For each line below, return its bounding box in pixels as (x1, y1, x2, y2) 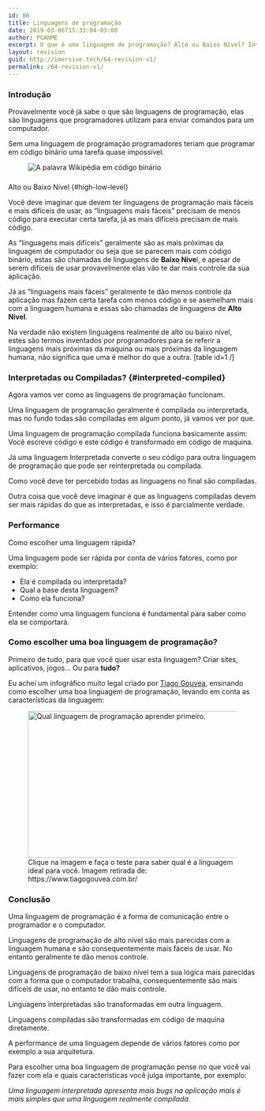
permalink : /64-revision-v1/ (8, 63, 104, 71)
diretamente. (8, 1023, 50, 1033)
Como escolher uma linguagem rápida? (8, 537, 136, 547)
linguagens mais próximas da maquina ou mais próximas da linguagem (8, 344, 238, 353)
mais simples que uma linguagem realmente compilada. (8, 1094, 191, 1104)
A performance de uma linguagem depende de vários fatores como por (8, 1038, 241, 1048)
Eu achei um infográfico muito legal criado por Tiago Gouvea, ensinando (8, 678, 244, 687)
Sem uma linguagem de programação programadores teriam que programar (8, 139, 256, 148)
